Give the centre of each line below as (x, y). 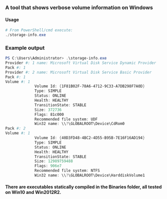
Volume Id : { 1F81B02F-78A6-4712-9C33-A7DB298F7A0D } (90, 86)
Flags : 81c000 (49, 114)
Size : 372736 (48, 110)
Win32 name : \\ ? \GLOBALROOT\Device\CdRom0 (79, 124)
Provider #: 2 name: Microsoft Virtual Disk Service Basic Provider (78, 72)
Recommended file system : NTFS (67, 171)
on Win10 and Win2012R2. (33, 192)
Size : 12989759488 (54, 161)
